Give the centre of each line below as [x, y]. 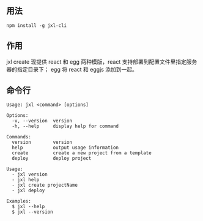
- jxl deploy [28, 191]
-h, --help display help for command [65, 126]
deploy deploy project [52, 159]
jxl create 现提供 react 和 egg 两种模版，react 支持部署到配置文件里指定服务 [102, 62]
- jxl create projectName [45, 185]
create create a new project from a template [82, 153]
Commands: [19, 137]
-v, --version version [42, 121]
